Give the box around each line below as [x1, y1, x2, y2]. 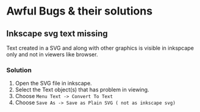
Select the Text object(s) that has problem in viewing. [15, 86, 149, 93]
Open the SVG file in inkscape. [15, 80, 93, 87]
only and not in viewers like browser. [6, 51, 98, 58]
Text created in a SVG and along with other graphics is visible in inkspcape [6, 44, 194, 51]
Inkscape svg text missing [6, 28, 108, 39]
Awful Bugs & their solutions [6, 4, 153, 18]
